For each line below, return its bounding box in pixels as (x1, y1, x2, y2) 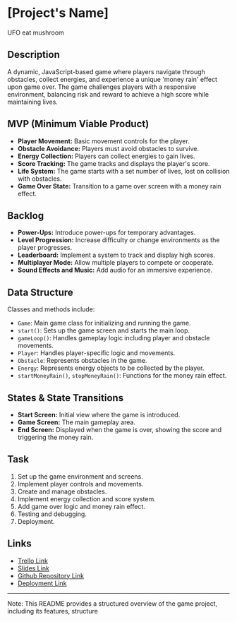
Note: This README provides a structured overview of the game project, (7, 599, 218, 608)
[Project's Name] (7, 5, 109, 21)
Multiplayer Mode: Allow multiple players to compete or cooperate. (17, 258, 214, 267)
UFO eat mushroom (7, 28, 65, 37)
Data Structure (7, 286, 74, 298)
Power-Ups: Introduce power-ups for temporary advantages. (17, 228, 196, 237)
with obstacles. (17, 174, 62, 183)
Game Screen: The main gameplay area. (17, 418, 136, 426)
